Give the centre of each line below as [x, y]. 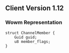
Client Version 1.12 [34, 8]
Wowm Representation [34, 22]
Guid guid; [26, 37]
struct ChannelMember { [30, 33]
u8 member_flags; [32, 41]
